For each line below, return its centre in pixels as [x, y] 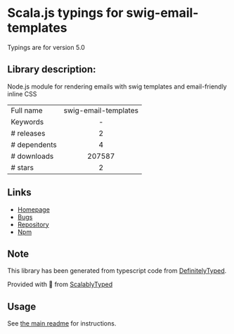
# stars [22, 167]
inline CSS [22, 94]
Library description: [52, 69]
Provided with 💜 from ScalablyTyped [60, 284]
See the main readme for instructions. [62, 323]
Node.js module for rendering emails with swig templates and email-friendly [117, 86]
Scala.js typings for [65, 13]
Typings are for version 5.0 [46, 47]
